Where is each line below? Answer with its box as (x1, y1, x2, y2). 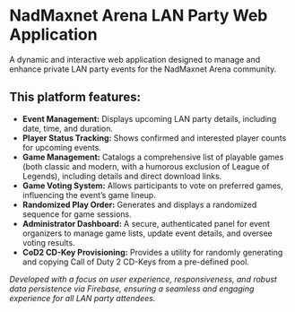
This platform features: (9, 90, 142, 105)
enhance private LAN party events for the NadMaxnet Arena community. (9, 64, 277, 74)
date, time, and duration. (22, 123, 114, 134)
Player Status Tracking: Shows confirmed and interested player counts (22, 132, 287, 143)
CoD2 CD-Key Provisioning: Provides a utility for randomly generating (22, 247, 283, 257)
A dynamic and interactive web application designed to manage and (9, 54, 261, 65)
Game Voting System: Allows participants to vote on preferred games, (22, 180, 284, 191)
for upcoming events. (22, 142, 101, 152)
